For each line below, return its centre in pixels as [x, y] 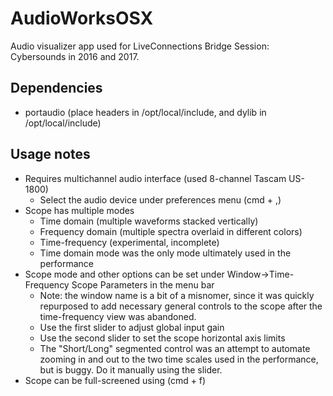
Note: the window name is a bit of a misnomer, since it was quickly [177, 295]
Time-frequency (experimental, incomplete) [129, 242]
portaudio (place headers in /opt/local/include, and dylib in [145, 112]
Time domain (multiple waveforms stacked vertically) [149, 221]
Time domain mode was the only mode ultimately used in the [165, 253]
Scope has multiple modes [79, 210]
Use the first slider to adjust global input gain [132, 327]
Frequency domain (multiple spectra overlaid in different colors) [171, 231]
